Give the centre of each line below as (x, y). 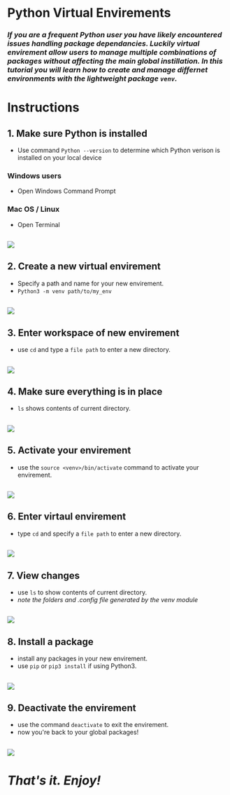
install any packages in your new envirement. (82, 659)
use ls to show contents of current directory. (82, 592)
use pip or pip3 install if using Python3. (77, 666)
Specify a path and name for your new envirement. (91, 283)
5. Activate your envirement (69, 450)
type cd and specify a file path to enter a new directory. (99, 534)
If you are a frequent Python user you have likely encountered (115, 35)
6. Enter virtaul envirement (67, 517)
